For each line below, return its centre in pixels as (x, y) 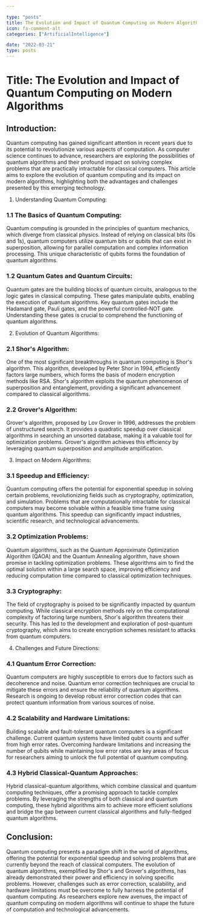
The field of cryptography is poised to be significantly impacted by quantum (101, 604)
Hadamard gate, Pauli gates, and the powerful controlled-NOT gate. (91, 308)
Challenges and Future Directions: (57, 648)
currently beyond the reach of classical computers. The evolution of (91, 864)
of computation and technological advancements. (68, 909)
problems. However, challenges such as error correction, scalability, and (96, 883)
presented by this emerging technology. (56, 188)
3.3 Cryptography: (34, 591)
